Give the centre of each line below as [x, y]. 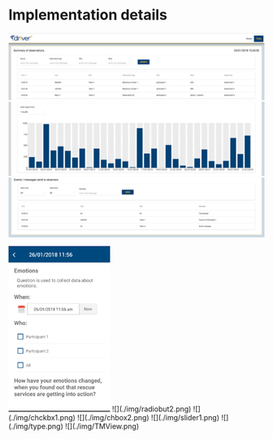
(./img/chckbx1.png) [42, 418]
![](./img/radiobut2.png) [152, 409]
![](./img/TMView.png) [102, 426]
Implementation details [88, 15]
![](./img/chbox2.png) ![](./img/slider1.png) [148, 418]
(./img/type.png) [36, 426]
